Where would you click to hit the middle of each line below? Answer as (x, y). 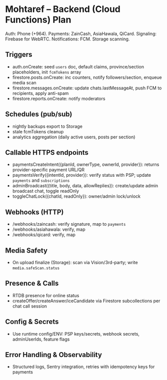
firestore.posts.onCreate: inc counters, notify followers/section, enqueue (87, 77)
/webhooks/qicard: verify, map (44, 235)
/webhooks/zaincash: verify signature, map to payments (69, 224)
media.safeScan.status (36, 268)
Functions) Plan (38, 20)
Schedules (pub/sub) (39, 114)
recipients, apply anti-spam (40, 93)
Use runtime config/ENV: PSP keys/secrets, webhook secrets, (76, 334)
